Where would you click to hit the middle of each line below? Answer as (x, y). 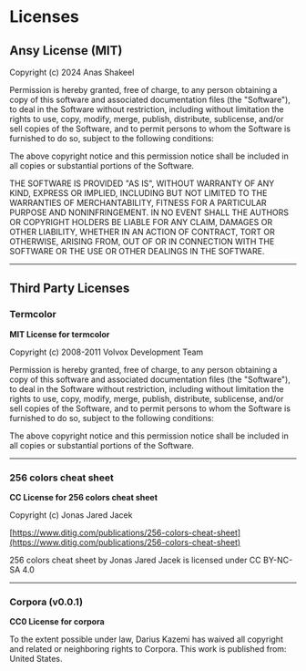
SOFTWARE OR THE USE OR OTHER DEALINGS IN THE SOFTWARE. (137, 251)
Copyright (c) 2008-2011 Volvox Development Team (107, 352)
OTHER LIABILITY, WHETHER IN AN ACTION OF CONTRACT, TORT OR (142, 232)
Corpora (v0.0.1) (46, 602)
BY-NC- (278, 560)
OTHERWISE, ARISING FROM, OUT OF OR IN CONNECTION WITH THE (142, 242)
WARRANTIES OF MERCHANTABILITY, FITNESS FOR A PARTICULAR (138, 203)
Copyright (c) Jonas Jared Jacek (71, 515)
